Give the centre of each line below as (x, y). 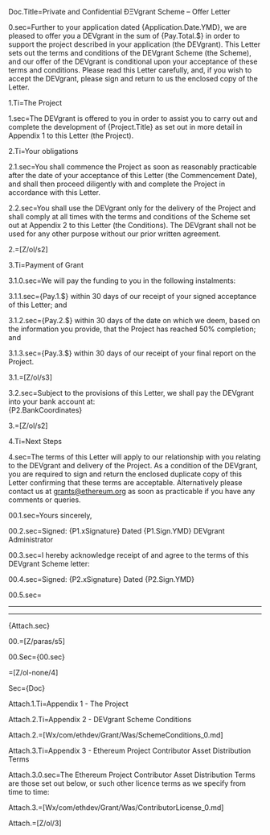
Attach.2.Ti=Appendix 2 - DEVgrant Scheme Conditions (100, 719)
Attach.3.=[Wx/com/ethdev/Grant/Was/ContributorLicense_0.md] (116, 808)
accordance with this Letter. (55, 192)
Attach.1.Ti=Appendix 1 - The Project (68, 704)
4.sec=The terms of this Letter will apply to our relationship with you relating (135, 457)
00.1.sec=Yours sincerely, (50, 515)
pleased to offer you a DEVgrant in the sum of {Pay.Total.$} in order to (124, 36)
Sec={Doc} (27, 688)
